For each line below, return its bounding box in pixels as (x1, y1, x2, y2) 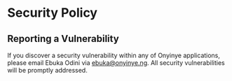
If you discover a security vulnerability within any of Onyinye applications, (7, 51, 221, 59)
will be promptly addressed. (7, 66, 88, 74)
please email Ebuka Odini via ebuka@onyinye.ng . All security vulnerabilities (7, 59, 226, 67)
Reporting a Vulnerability (7, 33, 119, 45)
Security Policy (7, 5, 98, 21)
